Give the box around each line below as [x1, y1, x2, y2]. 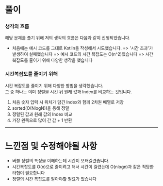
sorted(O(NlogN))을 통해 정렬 [12, 105, 69, 111]
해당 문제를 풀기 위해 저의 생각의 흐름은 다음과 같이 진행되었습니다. [5, 35, 130, 41]
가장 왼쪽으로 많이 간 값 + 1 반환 [12, 117, 72, 123]
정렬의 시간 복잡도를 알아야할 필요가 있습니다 [12, 176, 97, 182]
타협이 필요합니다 [12, 169, 45, 175]
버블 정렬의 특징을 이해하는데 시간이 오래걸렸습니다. [12, 157, 110, 163]
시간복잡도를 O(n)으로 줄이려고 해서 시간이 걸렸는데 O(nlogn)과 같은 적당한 [12, 164, 154, 169]
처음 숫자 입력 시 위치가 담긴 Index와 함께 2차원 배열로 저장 [12, 99, 124, 105]
